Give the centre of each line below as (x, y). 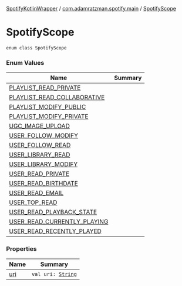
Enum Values (25, 62)
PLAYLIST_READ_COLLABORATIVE (57, 98)
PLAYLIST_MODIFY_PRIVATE (49, 117)
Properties (21, 249)
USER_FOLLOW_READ (40, 145)
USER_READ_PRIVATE (39, 174)
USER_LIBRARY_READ (40, 155)
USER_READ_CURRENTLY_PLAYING (59, 222)
